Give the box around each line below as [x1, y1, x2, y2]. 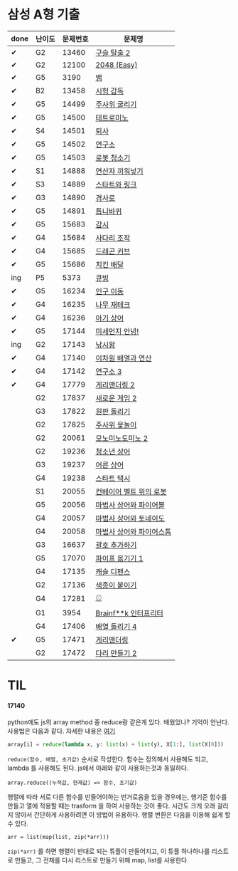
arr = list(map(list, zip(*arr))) [7, 834, 110, 841]
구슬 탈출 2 [95, 48, 131, 58]
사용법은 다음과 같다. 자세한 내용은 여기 [7, 727, 116, 736]
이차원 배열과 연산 [95, 353, 152, 363]
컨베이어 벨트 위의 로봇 [95, 486, 167, 496]
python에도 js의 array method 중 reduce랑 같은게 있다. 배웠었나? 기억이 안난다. [7, 718, 229, 726]
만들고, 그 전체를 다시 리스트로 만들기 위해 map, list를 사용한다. [14, 856, 190, 865]
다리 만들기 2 [95, 648, 137, 658]
